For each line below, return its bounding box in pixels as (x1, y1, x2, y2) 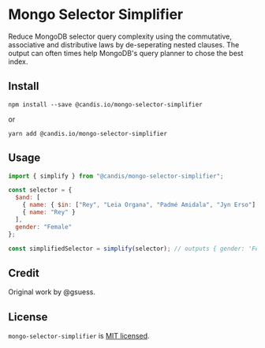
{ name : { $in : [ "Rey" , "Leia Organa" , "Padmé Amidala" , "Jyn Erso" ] (22, 201, 256, 209)
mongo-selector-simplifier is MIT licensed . (8, 331, 150, 341)
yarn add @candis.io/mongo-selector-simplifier (8, 129, 168, 137)
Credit (8, 266, 39, 279)
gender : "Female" (15, 223, 73, 230)
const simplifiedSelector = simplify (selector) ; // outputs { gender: (8, 245, 245, 253)
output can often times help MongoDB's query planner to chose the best (8, 48, 244, 58)
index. (8, 57, 28, 66)
